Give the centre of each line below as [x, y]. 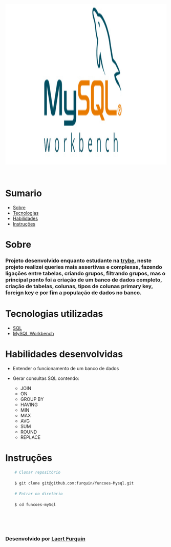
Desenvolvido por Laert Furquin [45, 538]
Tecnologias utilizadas [54, 314]
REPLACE [30, 437]
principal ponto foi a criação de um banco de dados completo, [84, 280]
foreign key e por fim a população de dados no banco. [73, 293]
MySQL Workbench [33, 333]
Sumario [24, 194]
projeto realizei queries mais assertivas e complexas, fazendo [84, 267]
